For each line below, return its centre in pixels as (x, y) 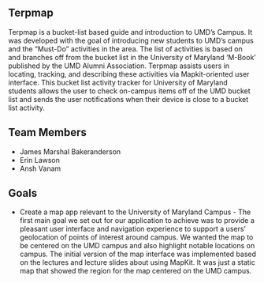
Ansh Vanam (40, 168)
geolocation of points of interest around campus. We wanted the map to (136, 237)
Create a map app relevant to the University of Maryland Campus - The (135, 212)
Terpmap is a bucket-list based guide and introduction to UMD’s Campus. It (130, 32)
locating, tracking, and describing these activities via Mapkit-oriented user (129, 74)
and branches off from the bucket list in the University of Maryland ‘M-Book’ (132, 57)
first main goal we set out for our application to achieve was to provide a (137, 221)
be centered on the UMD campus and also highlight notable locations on (137, 246)
